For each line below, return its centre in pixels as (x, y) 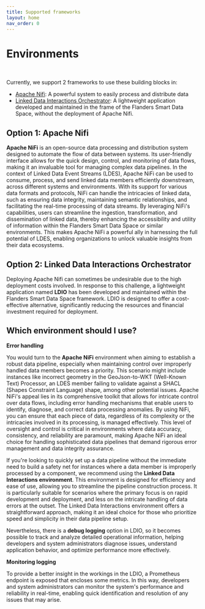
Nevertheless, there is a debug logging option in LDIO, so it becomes (94, 530)
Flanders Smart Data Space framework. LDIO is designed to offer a (91, 298)
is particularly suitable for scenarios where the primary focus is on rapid (97, 492)
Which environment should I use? (72, 331)
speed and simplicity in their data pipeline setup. (67, 519)
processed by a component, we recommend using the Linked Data (91, 473)
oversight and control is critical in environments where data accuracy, (94, 429)
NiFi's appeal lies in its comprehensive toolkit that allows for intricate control (102, 396)
